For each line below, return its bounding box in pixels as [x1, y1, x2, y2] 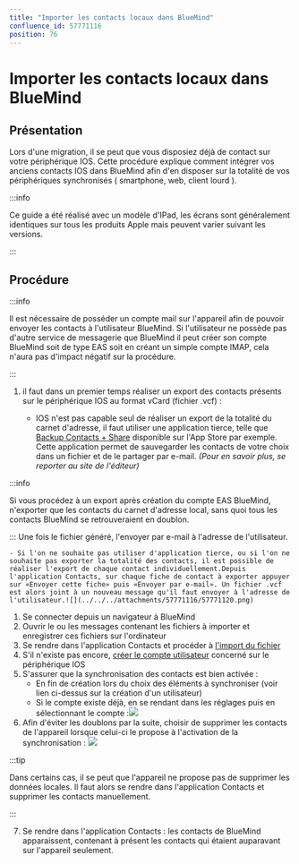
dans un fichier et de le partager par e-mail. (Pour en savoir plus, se [35, 451, 286, 462]
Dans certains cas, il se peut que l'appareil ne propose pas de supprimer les [9, 772, 290, 783]
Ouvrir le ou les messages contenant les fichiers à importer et [21, 621, 251, 632]
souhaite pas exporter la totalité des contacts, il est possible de [9, 557, 275, 566]
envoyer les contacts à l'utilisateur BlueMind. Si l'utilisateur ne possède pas [9, 323, 287, 334]
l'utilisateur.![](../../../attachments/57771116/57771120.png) [9, 596, 254, 605]
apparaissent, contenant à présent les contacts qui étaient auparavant [21, 835, 281, 846]
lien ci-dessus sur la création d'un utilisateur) [35, 688, 203, 698]
